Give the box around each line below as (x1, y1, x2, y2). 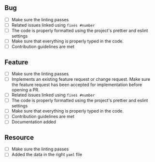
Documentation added (11, 119, 56, 125)
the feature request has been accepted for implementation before (11, 82, 142, 88)
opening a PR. (11, 87, 40, 93)
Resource (4, 133, 34, 142)
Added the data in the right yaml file (11, 152, 83, 158)
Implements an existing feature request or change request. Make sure (11, 76, 151, 82)
